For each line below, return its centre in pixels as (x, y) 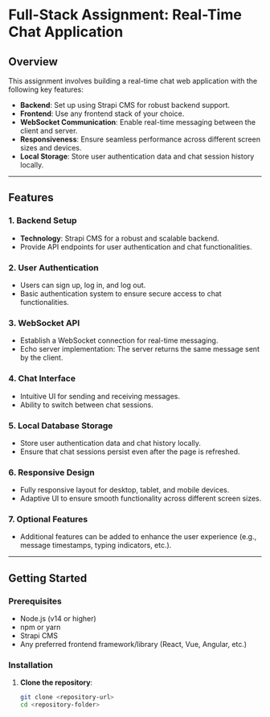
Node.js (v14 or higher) (58, 619)
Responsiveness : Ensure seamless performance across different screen (140, 139)
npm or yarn (40, 627)
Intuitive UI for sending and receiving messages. (100, 396)
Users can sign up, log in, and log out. (83, 285)
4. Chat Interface (42, 378)
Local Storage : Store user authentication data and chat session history (137, 156)
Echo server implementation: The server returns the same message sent (139, 349)
